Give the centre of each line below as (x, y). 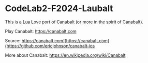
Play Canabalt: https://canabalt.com (41, 31)
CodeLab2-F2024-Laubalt (59, 8)
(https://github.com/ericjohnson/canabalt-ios (50, 46)
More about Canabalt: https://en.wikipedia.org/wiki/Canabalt (65, 55)
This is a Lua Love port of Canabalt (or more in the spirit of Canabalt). (74, 22)
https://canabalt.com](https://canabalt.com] (66, 40)
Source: (13, 40)
